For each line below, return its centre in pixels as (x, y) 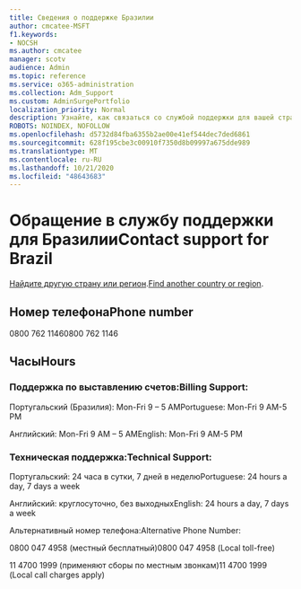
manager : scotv (38, 59)
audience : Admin (39, 68)
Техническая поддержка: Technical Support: (111, 457)
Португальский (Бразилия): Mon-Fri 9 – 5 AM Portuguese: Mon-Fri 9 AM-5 (148, 407)
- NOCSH (24, 43)
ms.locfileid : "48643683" (57, 176)
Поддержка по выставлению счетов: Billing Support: (129, 387)
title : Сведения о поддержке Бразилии (82, 18)
